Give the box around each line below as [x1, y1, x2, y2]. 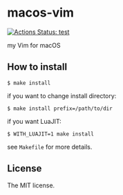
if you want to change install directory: [7, 91, 117, 100]
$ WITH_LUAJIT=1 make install [7, 130, 95, 138]
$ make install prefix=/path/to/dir [7, 105, 113, 112]
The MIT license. [7, 181, 55, 189]
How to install [7, 61, 68, 73]
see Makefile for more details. [7, 142, 93, 151]
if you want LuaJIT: [7, 117, 62, 125]
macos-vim [7, 5, 75, 21]
